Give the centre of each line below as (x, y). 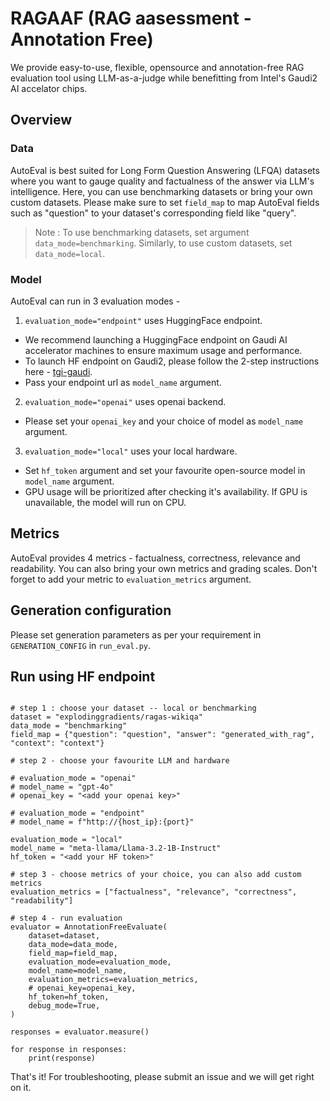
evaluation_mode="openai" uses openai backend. (125, 401)
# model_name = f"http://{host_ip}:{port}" (102, 822)
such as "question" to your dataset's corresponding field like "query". (153, 213)
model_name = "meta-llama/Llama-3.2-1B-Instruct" (116, 848)
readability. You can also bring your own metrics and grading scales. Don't (164, 568)
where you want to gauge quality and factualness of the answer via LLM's (162, 181)
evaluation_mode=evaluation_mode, (100, 962)
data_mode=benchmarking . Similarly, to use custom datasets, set (163, 243)
